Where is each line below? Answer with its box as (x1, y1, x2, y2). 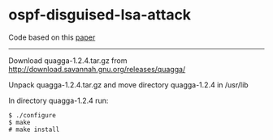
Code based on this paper (8, 32, 96, 42)
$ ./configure (8, 111, 57, 119)
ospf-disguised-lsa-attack (8, 6, 192, 24)
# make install (8, 125, 60, 134)
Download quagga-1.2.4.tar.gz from (8, 55, 128, 66)
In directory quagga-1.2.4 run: (8, 95, 109, 105)
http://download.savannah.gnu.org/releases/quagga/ (8, 64, 186, 74)
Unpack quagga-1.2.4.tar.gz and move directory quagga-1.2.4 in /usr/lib (8, 79, 249, 90)
